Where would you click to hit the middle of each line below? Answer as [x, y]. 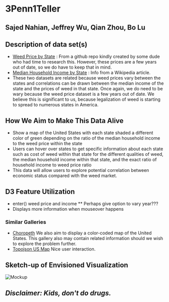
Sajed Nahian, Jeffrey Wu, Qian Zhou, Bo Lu [75, 27]
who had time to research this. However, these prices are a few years [84, 62]
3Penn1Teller [33, 9]
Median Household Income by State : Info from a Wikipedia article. [81, 73]
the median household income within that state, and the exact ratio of [85, 160]
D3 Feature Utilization [40, 191]
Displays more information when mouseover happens [68, 209]
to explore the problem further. [44, 244]
